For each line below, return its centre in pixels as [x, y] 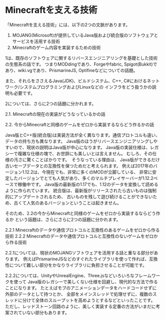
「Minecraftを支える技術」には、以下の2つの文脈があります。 [68, 25]
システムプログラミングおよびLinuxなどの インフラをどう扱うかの [86, 87]
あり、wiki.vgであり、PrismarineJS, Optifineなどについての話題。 [71, 70]
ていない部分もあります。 [44, 312]
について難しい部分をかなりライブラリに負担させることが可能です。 [78, 265]
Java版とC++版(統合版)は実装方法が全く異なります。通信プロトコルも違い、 [82, 135]
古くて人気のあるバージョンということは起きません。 [67, 203]
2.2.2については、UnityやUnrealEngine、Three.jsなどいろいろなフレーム [78, 275]
